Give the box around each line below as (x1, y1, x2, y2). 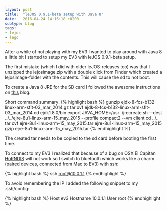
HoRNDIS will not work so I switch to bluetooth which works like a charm (5, 155, 155, 161)
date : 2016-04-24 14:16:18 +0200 (5, 16, 79, 21)
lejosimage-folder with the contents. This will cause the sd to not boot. (5, 74, 151, 80)
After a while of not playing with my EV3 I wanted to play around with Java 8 (5, 48, 162, 55)
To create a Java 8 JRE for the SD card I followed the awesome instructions (5, 84, 161, 90)
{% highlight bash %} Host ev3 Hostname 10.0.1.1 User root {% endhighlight (5, 195, 161, 201)
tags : (5, 26, 16, 31)
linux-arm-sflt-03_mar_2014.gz (5, 104, 69, 110)
